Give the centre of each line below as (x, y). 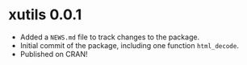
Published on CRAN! (54, 54)
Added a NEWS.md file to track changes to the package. (110, 37)
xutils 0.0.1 (45, 15)
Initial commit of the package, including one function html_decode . (130, 45)
